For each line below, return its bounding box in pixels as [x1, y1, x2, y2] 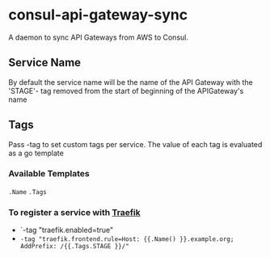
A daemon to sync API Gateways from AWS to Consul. [8, 32, 188, 42]
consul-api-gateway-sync [8, 6, 188, 24]
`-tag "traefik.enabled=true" [19, 225, 114, 235]
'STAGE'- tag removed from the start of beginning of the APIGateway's [8, 86, 244, 95]
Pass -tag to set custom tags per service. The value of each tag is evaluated [8, 139, 263, 149]
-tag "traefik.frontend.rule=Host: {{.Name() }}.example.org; [19, 235, 234, 243]
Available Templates [8, 168, 91, 180]
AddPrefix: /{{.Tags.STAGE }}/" [19, 243, 129, 251]
